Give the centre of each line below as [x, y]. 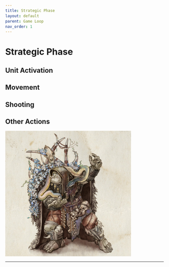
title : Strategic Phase [30, 11]
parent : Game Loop [24, 21]
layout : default [22, 16]
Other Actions [28, 121]
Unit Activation [29, 70]
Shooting [20, 105]
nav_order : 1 [19, 27]
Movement [23, 88]
